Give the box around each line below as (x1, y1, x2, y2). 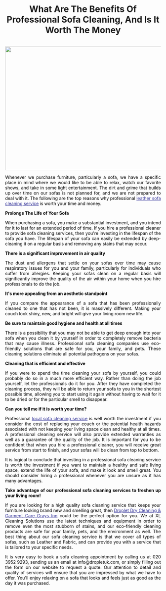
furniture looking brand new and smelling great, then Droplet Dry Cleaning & (5, 507, 161, 513)
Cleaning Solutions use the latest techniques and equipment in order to (5, 518, 161, 524)
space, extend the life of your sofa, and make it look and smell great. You (5, 467, 161, 473)
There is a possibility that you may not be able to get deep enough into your (5, 330, 161, 336)
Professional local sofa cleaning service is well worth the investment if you (5, 415, 162, 421)
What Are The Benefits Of (29, 3, 137, 15)
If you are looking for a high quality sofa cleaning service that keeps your (5, 502, 161, 508)
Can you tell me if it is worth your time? (5, 406, 87, 412)
